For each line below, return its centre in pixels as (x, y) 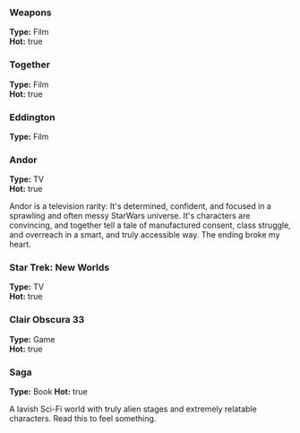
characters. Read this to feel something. (83, 419)
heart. (20, 245)
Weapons (30, 13)
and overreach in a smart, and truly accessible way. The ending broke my (145, 235)
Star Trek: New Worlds (60, 268)
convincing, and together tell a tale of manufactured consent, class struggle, (150, 225)
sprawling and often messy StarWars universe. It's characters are (130, 216)
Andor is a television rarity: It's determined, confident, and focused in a (140, 206)
